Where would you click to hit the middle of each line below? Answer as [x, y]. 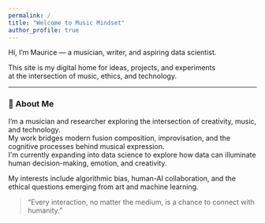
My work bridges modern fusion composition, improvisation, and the [119, 138]
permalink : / [30, 15]
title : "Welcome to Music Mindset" [67, 23]
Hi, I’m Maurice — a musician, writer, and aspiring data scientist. [112, 53]
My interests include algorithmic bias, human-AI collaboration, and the [122, 178]
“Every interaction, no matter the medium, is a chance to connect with [141, 202]
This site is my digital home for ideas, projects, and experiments [112, 68]
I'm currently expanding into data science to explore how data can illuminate [132, 154]
